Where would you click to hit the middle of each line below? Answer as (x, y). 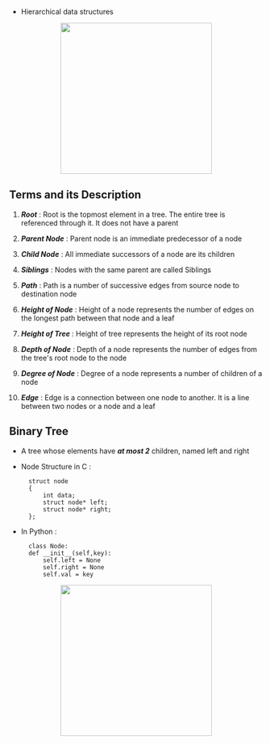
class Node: (48, 546)
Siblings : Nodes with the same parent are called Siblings (116, 270)
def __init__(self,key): (70, 553)
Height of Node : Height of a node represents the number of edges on (137, 309)
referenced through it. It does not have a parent (100, 223)
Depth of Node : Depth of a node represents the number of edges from (139, 349)
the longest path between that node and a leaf (98, 318)
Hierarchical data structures (67, 12)
